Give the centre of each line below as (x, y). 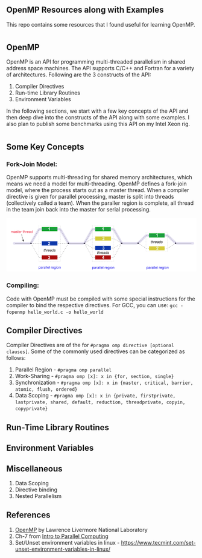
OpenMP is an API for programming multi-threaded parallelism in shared (96, 62)
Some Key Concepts (45, 147)
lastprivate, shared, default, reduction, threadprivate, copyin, (100, 402)
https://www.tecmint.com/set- (158, 542)
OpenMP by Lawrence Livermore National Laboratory (81, 530)
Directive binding (36, 490)
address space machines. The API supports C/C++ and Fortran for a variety (100, 68)
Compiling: (23, 285)
